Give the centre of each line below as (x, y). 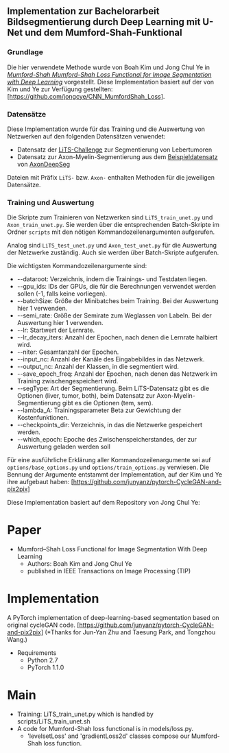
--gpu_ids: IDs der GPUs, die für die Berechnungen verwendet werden (116, 287)
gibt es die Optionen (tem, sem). (108, 403)
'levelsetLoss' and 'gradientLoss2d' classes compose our (108, 736)
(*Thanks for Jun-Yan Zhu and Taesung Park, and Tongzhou (130, 632)
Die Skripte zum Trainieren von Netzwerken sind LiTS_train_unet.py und (110, 217)
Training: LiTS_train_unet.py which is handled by (85, 714)
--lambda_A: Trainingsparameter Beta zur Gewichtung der (99, 410)
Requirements (37, 653)
